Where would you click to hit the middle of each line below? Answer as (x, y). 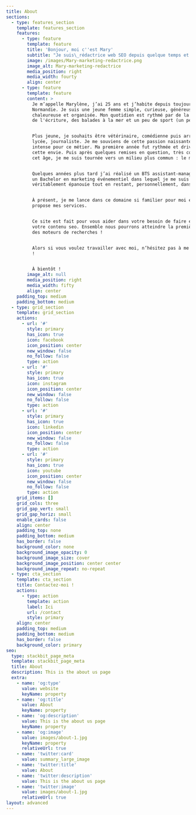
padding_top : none (39, 531)
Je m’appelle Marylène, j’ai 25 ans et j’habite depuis (101, 104)
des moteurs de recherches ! (67, 232)
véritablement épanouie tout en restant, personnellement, (105, 185)
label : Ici (40, 607)
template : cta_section (44, 580)
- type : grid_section (38, 307)
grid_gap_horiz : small (44, 514)
